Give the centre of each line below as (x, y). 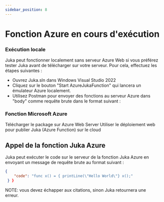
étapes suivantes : (24, 71)
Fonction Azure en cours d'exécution (82, 34)
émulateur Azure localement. (42, 91)
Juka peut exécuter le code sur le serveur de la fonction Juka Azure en (77, 157)
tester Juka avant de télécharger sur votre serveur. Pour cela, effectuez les (81, 66)
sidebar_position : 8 (26, 10)
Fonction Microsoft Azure (36, 114)
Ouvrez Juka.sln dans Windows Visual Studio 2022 (64, 80)
